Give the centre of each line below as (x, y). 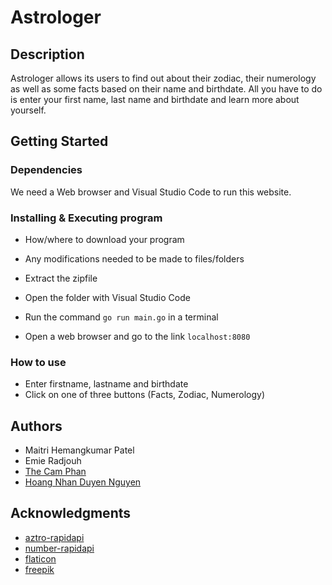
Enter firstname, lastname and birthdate (106, 384)
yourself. (28, 110)
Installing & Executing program (86, 218)
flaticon (40, 558)
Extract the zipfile (61, 278)
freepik (39, 569)
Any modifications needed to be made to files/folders (134, 258)
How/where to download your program (104, 239)
